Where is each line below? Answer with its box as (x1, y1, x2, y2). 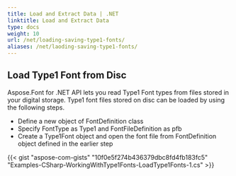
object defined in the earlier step (17, 139, 113, 148)
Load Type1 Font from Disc (7, 69, 127, 81)
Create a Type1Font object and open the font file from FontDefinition (17, 131, 217, 140)
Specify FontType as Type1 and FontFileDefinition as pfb (17, 124, 182, 133)
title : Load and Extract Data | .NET (7, 10, 119, 18)
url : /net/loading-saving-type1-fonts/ (7, 37, 125, 44)
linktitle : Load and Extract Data (7, 17, 110, 24)
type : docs (7, 23, 40, 30)
